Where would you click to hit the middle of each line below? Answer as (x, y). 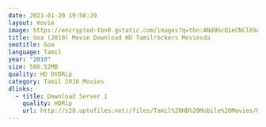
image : (19, 30)
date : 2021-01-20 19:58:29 (53, 15)
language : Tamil (35, 52)
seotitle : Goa (32, 45)
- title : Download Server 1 (62, 96)
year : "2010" (30, 60)
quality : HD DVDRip (40, 74)
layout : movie (32, 23)
